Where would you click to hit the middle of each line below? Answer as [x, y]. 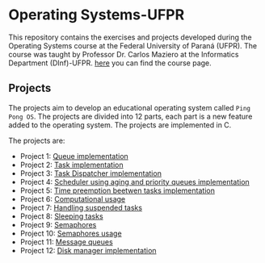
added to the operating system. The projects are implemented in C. [120, 125]
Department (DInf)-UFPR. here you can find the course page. [110, 63]
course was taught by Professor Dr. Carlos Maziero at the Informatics [124, 54]
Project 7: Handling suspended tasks [81, 207]
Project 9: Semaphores [58, 224]
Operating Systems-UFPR [97, 15]
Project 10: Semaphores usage [71, 233]
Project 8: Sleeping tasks [61, 216]
